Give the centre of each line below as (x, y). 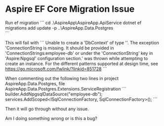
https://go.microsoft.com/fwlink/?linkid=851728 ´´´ (56, 69)
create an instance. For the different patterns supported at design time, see (82, 63)
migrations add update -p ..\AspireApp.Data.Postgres (59, 28)
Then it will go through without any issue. (47, 109)
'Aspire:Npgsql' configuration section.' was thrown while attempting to (77, 58)
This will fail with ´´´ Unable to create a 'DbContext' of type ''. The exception (82, 42)
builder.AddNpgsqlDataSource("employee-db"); (54, 94)
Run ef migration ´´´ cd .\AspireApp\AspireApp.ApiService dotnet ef (73, 23)
